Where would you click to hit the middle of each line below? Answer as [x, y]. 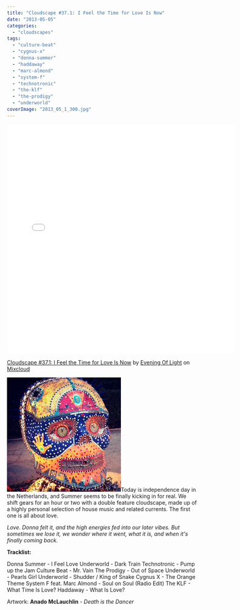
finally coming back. [33, 540]
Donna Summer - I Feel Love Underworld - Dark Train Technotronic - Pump [101, 564]
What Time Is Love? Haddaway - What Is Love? [66, 590]
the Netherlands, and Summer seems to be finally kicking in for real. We [97, 496]
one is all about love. [33, 516]
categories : [22, 26]
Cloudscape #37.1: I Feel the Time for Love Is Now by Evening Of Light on [98, 362]
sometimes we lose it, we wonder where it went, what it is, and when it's [98, 534]
